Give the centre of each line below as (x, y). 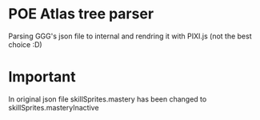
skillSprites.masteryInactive (54, 107)
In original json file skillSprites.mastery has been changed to (108, 99)
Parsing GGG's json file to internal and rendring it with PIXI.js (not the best (130, 36)
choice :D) (25, 44)
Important (42, 77)
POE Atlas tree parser (81, 14)
